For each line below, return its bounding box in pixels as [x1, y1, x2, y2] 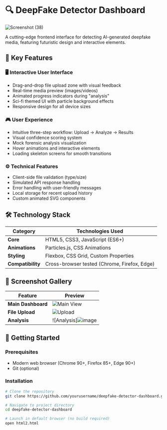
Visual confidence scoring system [12, 135, 82, 141]
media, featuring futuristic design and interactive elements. [5, 39, 126, 45]
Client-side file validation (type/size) [12, 174, 87, 180]
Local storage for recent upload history [12, 190, 93, 196]
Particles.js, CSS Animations [45, 244, 111, 251]
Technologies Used [76, 228, 123, 235]
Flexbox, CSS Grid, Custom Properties [45, 253, 134, 260]
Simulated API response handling [12, 179, 81, 185]
